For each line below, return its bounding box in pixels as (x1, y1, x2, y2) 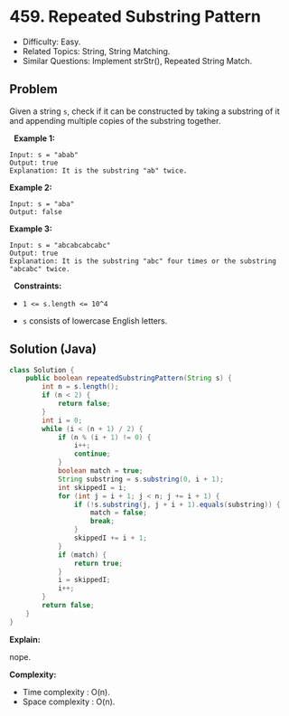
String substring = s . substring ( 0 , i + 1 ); (57, 475, 224, 484)
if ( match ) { (57, 550, 107, 560)
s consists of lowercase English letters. (22, 315, 168, 326)
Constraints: (13, 280, 62, 291)
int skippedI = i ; (57, 483, 127, 492)
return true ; (73, 559, 124, 568)
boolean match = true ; (57, 466, 144, 476)
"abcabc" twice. (9, 264, 70, 273)
